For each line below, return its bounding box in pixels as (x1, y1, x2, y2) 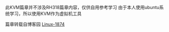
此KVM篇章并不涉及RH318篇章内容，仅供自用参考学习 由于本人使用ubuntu (5, 4, 160, 10)
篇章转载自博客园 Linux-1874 (5, 21, 65, 27)
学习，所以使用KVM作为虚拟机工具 (9, 10, 82, 16)
